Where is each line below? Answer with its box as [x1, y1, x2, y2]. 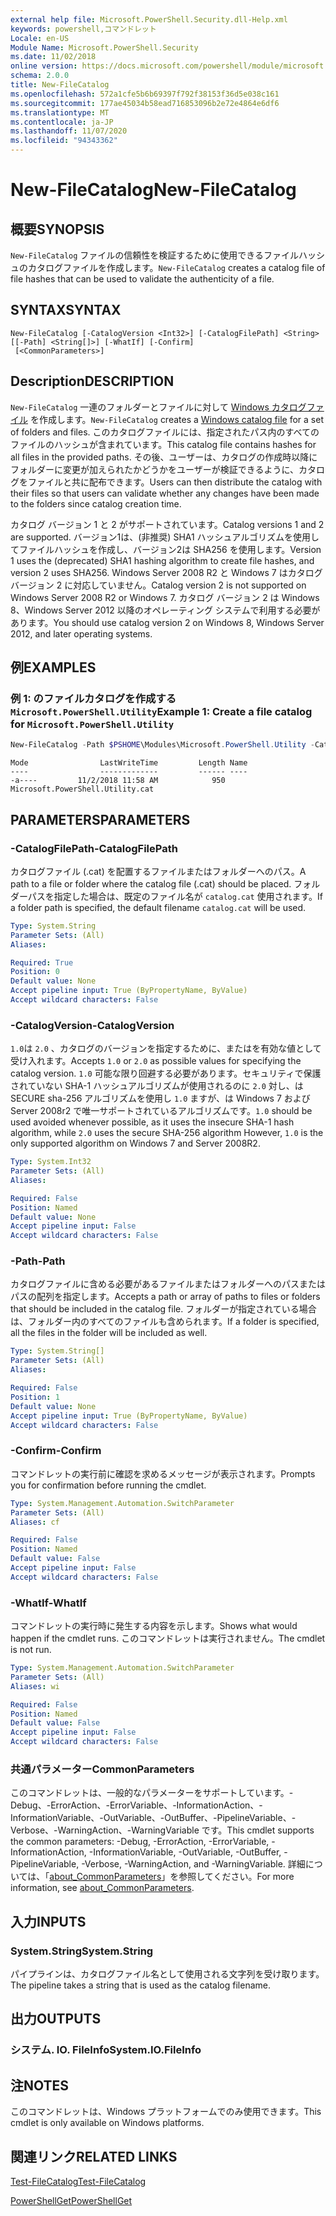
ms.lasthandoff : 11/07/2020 [10, 126, 128, 136]
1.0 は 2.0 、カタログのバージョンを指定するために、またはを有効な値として [10, 1042, 322, 1055]
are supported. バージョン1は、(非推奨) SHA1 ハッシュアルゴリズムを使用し [10, 531, 320, 543]
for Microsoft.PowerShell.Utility [10, 717, 175, 731]
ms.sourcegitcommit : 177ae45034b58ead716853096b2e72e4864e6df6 [10, 98, 280, 108]
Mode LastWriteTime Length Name [10, 758, 248, 768]
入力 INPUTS [10, 1913, 87, 1930]
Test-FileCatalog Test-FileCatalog [10, 2175, 147, 2187]
